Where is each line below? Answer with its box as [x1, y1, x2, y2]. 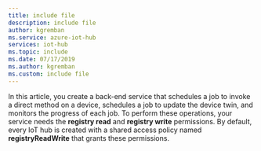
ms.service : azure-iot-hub [8, 33, 96, 42]
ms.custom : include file [8, 70, 89, 78]
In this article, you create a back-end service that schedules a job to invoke [8, 91, 251, 101]
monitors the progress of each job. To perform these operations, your [8, 108, 233, 118]
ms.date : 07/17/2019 [8, 56, 76, 64]
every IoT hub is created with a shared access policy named [8, 125, 202, 134]
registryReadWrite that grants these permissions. [8, 133, 170, 142]
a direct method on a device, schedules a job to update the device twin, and [8, 100, 253, 109]
